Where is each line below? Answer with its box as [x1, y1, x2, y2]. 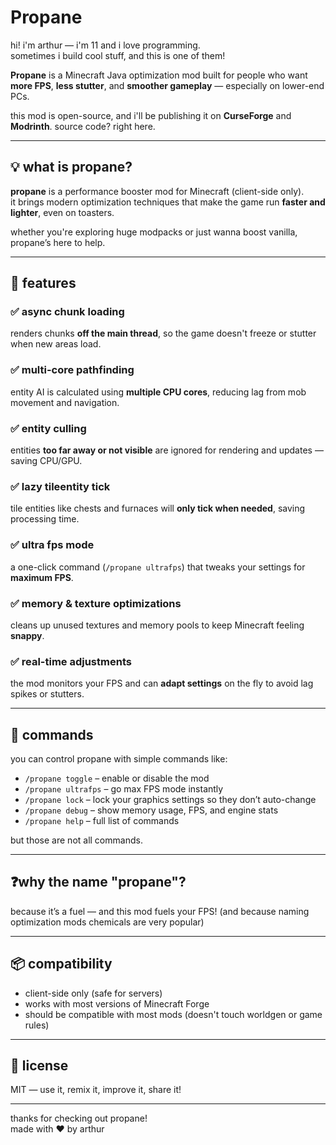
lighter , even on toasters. [10, 206, 115, 218]
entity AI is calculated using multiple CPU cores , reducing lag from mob [10, 386, 307, 398]
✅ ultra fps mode [10, 538, 95, 552]
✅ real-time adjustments [10, 654, 132, 668]
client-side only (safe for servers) [24, 987, 163, 999]
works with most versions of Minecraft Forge [24, 997, 210, 1010]
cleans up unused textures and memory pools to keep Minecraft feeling [10, 619, 305, 631]
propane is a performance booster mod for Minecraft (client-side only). [10, 185, 305, 197]
